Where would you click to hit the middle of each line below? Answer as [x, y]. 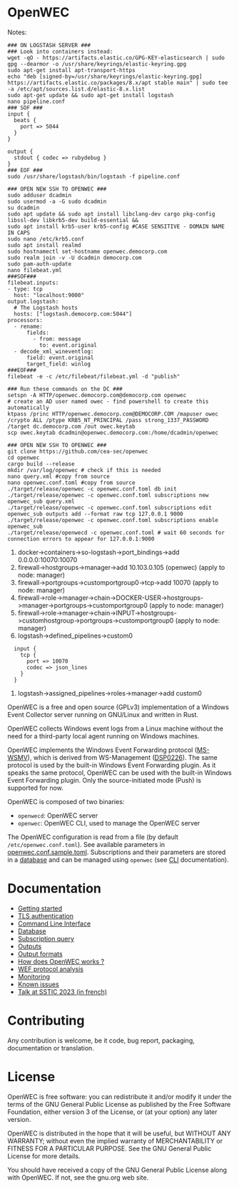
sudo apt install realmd [44, 245]
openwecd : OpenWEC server [58, 816]
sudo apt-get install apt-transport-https [71, 70]
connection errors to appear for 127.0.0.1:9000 [81, 539]
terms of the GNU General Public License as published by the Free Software [119, 1104]
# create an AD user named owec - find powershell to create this [108, 401]
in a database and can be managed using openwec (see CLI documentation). [118, 859]
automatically [29, 408]
